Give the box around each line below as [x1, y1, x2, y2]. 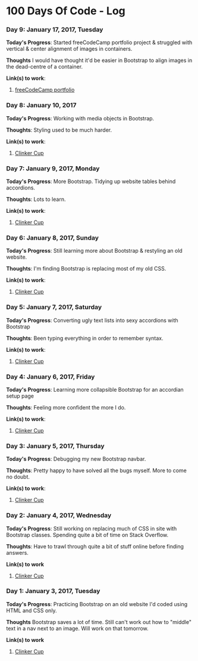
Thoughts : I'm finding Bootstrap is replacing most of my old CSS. [6, 265, 166, 272]
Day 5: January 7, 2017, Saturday [6, 303, 102, 311]
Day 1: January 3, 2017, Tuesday [6, 587, 100, 595]
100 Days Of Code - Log [6, 4, 126, 18]
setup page [6, 392, 34, 399]
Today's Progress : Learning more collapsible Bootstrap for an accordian [6, 386, 184, 393]
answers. [6, 549, 29, 556]
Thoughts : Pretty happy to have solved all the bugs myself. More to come [6, 467, 187, 474]
